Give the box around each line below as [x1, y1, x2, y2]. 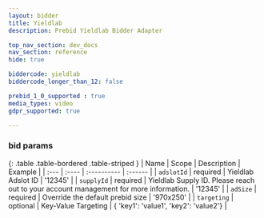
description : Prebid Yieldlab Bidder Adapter [8, 26, 162, 34]
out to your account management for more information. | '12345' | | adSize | [8, 184, 258, 193]
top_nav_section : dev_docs [8, 41, 98, 49]
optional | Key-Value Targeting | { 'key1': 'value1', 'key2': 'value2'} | [8, 200, 227, 210]
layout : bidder [8, 11, 59, 20]
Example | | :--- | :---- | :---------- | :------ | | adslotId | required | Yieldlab [8, 167, 254, 176]
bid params [8, 141, 54, 152]
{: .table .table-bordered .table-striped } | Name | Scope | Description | [8, 158, 241, 168]
